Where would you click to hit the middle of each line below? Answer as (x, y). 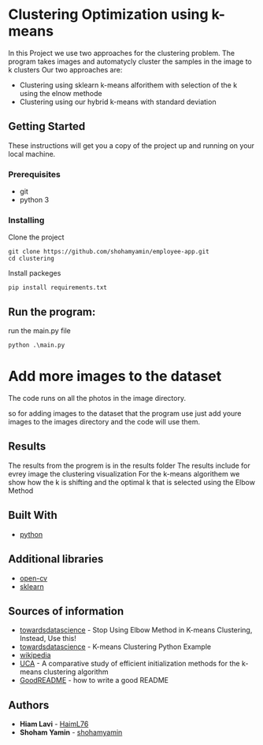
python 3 (34, 200)
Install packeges (35, 273)
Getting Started (47, 126)
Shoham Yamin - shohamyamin (71, 732)
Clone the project (36, 237)
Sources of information (66, 611)
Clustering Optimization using (108, 15)
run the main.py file (39, 331)
